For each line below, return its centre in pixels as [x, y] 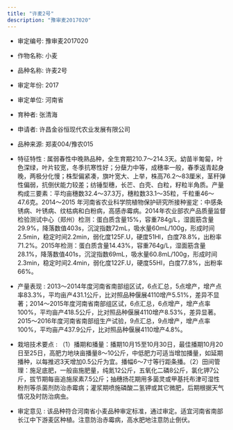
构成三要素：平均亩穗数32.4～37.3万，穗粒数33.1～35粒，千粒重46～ [116, 193]
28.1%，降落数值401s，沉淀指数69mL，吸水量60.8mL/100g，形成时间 [117, 254]
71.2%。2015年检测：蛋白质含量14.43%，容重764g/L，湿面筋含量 [111, 245]
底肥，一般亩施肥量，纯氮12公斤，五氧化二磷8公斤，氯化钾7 [127, 370]
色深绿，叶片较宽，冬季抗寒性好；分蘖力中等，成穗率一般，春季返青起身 [120, 167]
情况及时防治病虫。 [45, 396]
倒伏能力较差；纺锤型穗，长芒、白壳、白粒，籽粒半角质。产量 [136, 184]
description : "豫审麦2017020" [49, 20]
